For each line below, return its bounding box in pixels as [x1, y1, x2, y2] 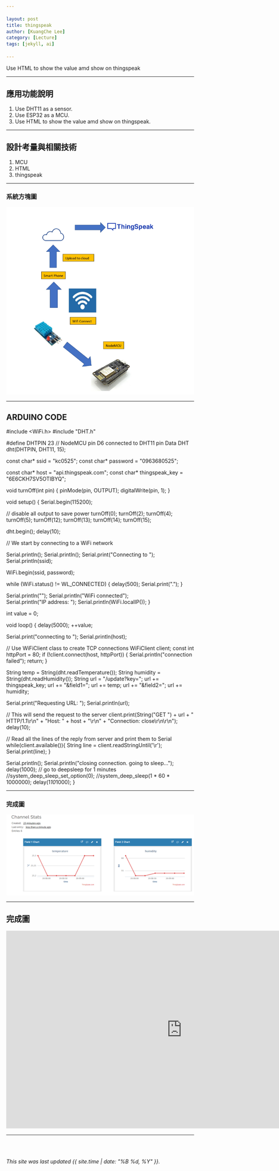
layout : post [6, 16, 39, 22]
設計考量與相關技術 [6, 142, 77, 152]
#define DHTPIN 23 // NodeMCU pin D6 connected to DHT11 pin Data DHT [6, 439, 190, 446]
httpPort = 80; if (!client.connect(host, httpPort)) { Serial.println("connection [6, 651, 193, 658]
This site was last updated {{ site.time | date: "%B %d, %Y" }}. [6, 1158, 160, 1165]
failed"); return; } [6, 657, 48, 664]
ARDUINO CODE [6, 412, 67, 422]
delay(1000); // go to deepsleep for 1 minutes [6, 766, 117, 773]
